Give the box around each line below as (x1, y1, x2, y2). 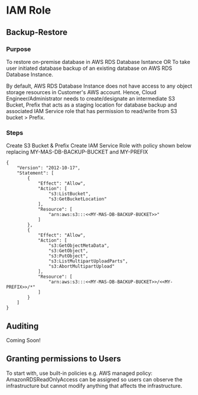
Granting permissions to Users (6, 354, 121, 364)
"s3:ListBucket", (48, 191, 92, 197)
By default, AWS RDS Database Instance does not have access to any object (6, 82, 193, 89)
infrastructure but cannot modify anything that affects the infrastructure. (6, 382, 182, 389)
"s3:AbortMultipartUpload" (48, 264, 115, 269)
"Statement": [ (17, 170, 54, 176)
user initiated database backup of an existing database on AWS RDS (6, 65, 173, 72)
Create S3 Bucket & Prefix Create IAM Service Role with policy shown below (6, 142, 192, 149)
